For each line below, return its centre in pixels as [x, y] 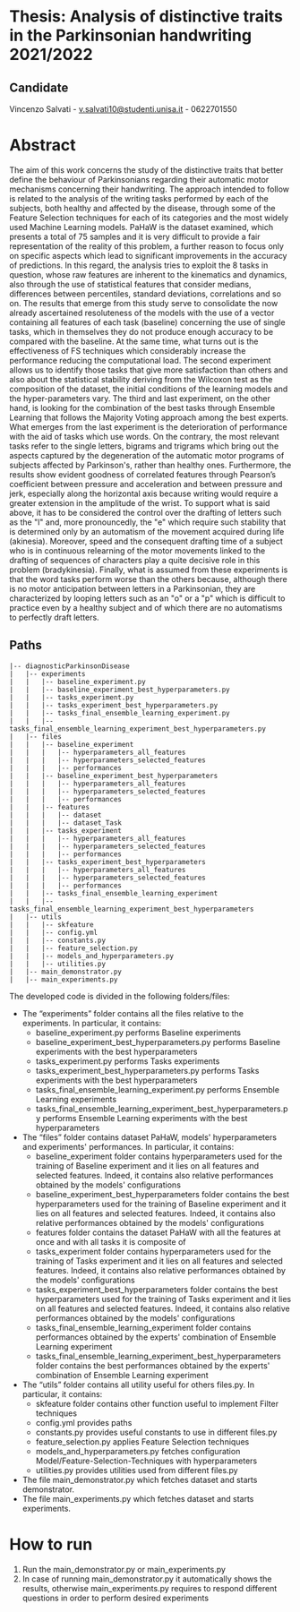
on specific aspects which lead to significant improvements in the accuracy [148, 255]
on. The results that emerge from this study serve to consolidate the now [144, 303]
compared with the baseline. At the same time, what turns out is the [134, 341]
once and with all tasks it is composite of [111, 1241]
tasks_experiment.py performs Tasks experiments [128, 1061]
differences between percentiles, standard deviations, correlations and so [146, 294]
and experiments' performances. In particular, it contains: [128, 1146]
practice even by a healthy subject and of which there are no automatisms [146, 607]
